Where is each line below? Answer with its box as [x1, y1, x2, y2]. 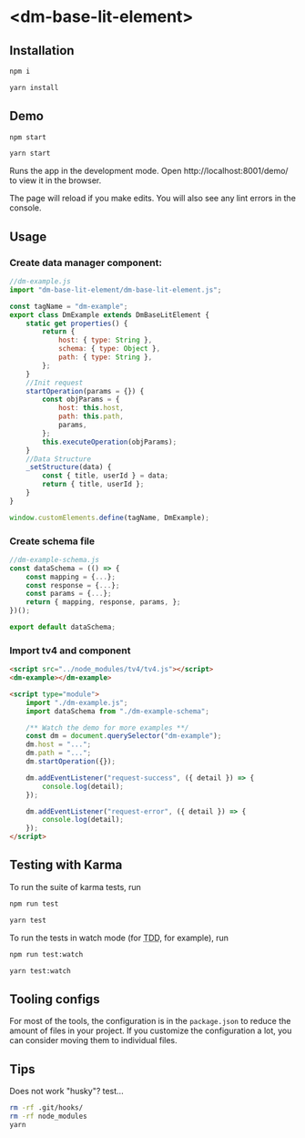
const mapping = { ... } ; [25, 572, 117, 581]
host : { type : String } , [57, 335, 153, 345]
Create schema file [9, 535, 96, 548]
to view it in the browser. [9, 175, 102, 186]
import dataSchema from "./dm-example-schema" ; [25, 706, 209, 716]
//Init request [25, 378, 84, 387]
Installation [9, 43, 75, 58]
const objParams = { [42, 395, 120, 405]
